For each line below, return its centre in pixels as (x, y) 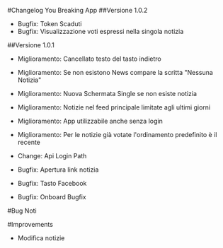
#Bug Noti (22, 211)
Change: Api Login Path (52, 156)
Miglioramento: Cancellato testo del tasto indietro (89, 59)
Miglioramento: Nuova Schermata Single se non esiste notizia (107, 94)
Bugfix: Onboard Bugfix (52, 197)
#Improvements (30, 224)
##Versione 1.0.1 (31, 45)
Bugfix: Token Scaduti (50, 24)
